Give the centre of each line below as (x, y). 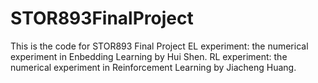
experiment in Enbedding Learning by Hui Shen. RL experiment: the (149, 56)
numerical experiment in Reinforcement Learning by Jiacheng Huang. (153, 67)
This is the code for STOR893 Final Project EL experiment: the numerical (159, 46)
